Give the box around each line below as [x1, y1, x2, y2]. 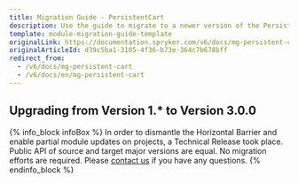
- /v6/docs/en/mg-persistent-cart [17, 71, 145, 80]
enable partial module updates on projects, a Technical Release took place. [9, 136, 284, 147]
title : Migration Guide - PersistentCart [9, 12, 165, 22]
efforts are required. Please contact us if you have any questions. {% [9, 155, 261, 165]
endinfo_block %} [9, 164, 74, 175]
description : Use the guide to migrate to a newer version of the [9, 21, 260, 30]
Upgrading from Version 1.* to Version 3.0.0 [9, 103, 257, 118]
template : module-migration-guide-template [9, 29, 173, 38]
